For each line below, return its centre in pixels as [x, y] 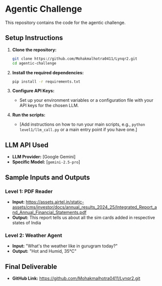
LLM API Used [27, 145]
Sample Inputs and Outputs [48, 177]
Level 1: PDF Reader [29, 191]
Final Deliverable [31, 267]
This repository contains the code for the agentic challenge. [65, 22]
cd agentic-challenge [34, 63]
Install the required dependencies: [48, 72]
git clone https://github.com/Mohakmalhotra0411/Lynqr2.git [75, 59]
